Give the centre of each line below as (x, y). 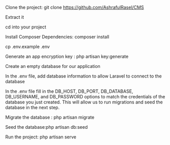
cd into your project (26, 27)
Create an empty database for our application (53, 66)
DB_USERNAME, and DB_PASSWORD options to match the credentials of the (85, 97)
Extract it (15, 17)
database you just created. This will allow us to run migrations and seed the (84, 102)
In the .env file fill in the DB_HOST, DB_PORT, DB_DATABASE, (69, 91)
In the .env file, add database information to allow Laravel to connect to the (83, 76)
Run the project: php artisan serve (41, 137)
